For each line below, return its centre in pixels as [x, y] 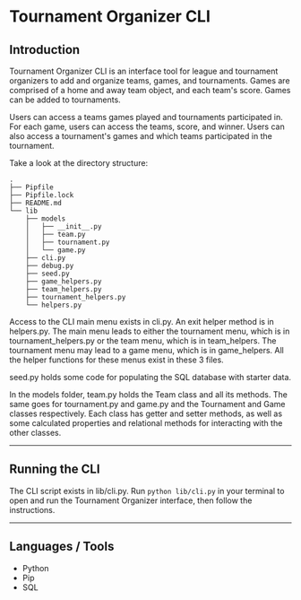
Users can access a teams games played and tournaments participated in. [146, 117]
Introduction [45, 50]
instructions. [32, 509]
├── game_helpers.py [64, 282]
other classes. [35, 433]
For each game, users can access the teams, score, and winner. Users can [147, 126]
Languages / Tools [62, 547]
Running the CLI [55, 470]
